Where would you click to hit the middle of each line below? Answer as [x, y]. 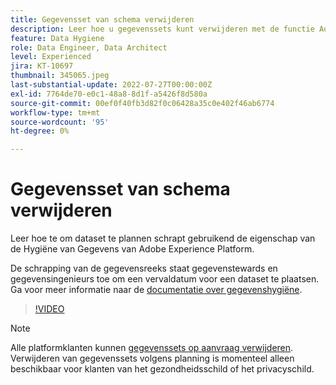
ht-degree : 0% [40, 131]
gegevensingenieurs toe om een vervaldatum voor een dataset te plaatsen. [165, 279]
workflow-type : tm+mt [55, 112]
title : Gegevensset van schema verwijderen [102, 19]
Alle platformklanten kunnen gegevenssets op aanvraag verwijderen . [152, 348]
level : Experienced [51, 57]
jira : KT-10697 [42, 66]
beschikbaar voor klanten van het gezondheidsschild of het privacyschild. [162, 369]
